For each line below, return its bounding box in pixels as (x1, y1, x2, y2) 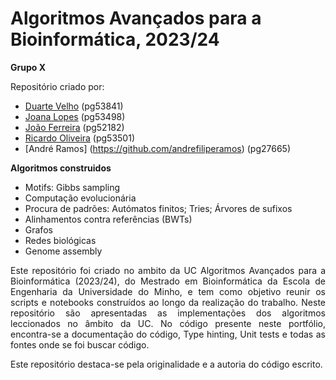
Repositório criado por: (10, 80, 105, 92)
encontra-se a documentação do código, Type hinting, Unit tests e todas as (10, 328, 326, 340)
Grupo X (10, 61, 46, 73)
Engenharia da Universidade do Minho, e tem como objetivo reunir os (10, 285, 326, 297)
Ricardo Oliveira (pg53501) (24, 132, 135, 144)
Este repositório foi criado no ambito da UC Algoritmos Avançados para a (10, 264, 326, 276)
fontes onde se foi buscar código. (10, 338, 150, 351)
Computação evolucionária (24, 192, 137, 204)
